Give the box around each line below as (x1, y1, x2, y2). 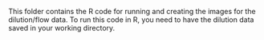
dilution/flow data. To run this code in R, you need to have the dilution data (8, 15, 254, 24)
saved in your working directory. (8, 24, 116, 32)
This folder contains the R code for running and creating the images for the (8, 7, 256, 16)
